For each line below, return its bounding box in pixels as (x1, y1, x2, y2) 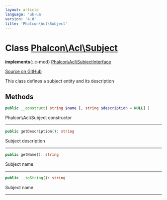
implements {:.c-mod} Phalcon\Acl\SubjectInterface (5, 59, 111, 65)
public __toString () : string (5, 175, 66, 180)
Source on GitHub (5, 68, 42, 74)
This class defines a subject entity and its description (5, 78, 114, 84)
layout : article (5, 7, 39, 12)
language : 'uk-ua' (5, 12, 43, 17)
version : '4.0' (5, 16, 37, 21)
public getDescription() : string (5, 129, 75, 134)
